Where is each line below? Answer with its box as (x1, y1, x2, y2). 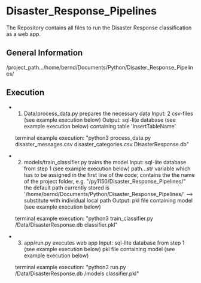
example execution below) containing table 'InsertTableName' (23, 122, 176, 130)
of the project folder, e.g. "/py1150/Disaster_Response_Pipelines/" (23, 177, 186, 185)
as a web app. (6, 30, 41, 37)
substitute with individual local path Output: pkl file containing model (23, 197, 193, 204)
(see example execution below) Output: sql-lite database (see (23, 116, 176, 124)
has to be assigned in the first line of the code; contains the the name (23, 171, 195, 178)
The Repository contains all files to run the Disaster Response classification (6, 24, 192, 31)
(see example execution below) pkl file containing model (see (23, 245, 175, 252)
